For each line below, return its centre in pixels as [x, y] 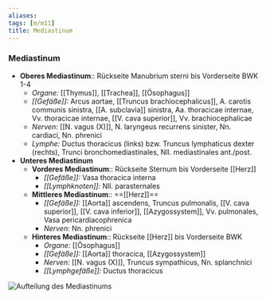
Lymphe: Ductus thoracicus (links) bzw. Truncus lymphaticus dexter [143, 144]
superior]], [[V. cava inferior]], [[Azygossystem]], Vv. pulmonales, [151, 211]
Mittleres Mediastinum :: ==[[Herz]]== [95, 194]
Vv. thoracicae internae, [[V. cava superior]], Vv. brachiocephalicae [142, 118]
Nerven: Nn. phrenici [78, 228]
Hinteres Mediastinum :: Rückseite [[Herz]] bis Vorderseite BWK [137, 237]
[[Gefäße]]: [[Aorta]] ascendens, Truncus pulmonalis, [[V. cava [146, 203]
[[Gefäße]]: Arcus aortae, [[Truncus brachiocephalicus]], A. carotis [141, 101]
